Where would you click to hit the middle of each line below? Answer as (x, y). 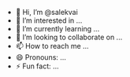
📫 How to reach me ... (52, 46)
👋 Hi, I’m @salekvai (47, 12)
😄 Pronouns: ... (41, 57)
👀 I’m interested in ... (49, 20)
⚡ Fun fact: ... (37, 66)
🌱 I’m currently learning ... (58, 29)
